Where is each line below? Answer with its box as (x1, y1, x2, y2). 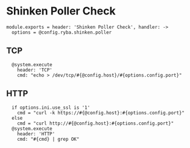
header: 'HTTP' (17, 131, 55, 137)
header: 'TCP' (17, 67, 52, 73)
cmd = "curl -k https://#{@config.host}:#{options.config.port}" (17, 109, 185, 116)
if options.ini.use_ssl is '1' (11, 104, 90, 111)
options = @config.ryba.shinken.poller (11, 29, 112, 35)
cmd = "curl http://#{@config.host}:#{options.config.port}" (17, 120, 174, 126)
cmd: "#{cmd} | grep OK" (17, 136, 80, 142)
